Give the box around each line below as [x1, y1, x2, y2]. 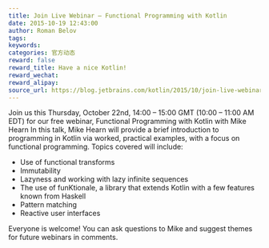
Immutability [19, 166, 62, 176]
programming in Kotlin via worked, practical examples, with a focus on [8, 134, 240, 143]
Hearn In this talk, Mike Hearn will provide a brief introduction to [8, 125, 219, 134]
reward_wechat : [8, 71, 59, 79]
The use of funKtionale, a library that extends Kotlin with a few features [19, 183, 255, 193]
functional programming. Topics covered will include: [8, 142, 183, 152]
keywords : [8, 42, 42, 50]
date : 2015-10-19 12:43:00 [8, 19, 98, 27]
